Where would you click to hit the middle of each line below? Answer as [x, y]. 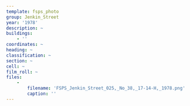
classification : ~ [29, 55]
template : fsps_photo [33, 11]
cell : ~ [16, 66]
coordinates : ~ [25, 45]
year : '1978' [22, 22]
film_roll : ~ [22, 72]
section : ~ [19, 61]
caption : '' [42, 94]
